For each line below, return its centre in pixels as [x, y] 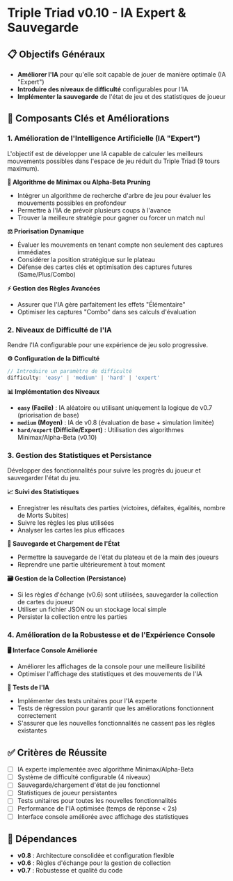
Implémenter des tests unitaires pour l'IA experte [87, 701]
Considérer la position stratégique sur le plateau [86, 259]
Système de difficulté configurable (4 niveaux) [84, 777]
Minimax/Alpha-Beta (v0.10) [57, 437]
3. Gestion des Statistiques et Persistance [79, 455]
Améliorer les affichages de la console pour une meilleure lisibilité [111, 666]
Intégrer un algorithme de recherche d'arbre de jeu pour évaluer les [114, 195]
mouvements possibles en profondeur [72, 203]
